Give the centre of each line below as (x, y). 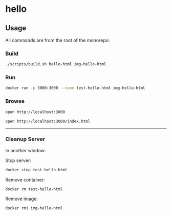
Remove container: (25, 179)
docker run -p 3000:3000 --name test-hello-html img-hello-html (75, 88)
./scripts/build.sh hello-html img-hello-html (56, 64)
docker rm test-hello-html (34, 189)
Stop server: (18, 160)
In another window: (26, 150)
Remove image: (22, 199)
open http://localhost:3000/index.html (48, 121)
